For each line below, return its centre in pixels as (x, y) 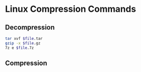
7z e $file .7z (20, 48)
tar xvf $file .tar (24, 38)
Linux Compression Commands (70, 9)
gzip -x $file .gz (23, 43)
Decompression (30, 27)
